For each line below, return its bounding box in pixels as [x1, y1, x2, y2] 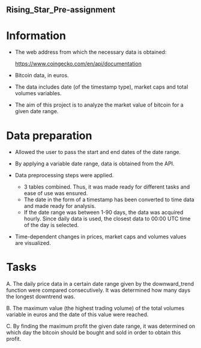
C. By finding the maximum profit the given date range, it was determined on [6, 323, 196, 330]
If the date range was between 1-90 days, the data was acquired [23, 209, 184, 216]
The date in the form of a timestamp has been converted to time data [23, 196, 195, 203]
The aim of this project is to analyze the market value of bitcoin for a [14, 101, 184, 108]
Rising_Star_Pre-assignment [6, 5, 116, 15]
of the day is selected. [23, 222, 79, 229]
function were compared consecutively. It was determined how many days [6, 287, 191, 294]
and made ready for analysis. [23, 202, 96, 210]
